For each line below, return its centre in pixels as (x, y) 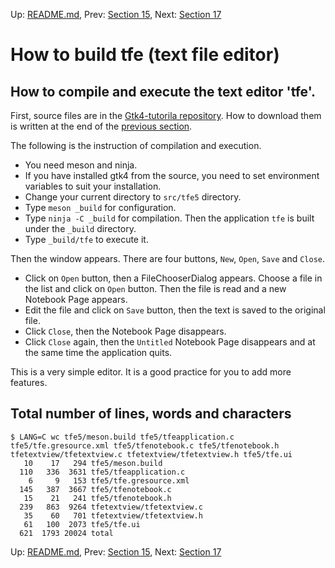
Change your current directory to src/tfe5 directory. (133, 197)
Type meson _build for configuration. (100, 207)
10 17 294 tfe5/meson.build (93, 463)
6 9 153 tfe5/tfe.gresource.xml (109, 480)
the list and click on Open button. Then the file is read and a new (155, 288)
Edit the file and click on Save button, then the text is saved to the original (175, 310)
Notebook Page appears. (76, 299)
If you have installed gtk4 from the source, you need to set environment (172, 175)
